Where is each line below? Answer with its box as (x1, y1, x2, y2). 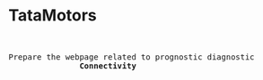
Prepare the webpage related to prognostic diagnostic (8, 52, 255, 62)
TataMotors (8, 5, 98, 26)
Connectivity (79, 60, 136, 71)
